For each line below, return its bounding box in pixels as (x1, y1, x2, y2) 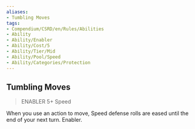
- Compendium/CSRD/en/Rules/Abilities (6, 25, 104, 32)
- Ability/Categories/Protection (6, 59, 91, 65)
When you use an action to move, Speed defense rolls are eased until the (6, 110, 189, 117)
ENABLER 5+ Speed (21, 98, 71, 105)
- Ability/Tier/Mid (6, 48, 56, 55)
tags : (6, 20, 20, 26)
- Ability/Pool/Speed (6, 54, 61, 60)
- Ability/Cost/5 (6, 43, 50, 49)
